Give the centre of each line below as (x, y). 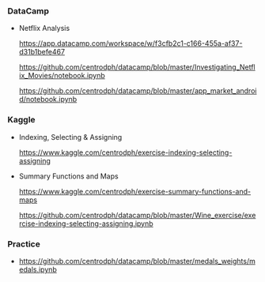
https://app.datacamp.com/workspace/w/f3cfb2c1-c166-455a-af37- (131, 43)
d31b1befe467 (42, 52)
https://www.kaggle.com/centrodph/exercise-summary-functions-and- (135, 191)
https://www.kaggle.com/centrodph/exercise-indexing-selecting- (125, 152)
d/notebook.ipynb (48, 100)
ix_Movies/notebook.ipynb (62, 76)
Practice (24, 244)
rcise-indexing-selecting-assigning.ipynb (86, 224)
